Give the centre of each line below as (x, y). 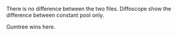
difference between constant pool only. (55, 15)
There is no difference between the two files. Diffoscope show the (89, 9)
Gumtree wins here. (31, 27)
